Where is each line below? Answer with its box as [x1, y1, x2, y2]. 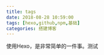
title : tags [6, 8, 36, 15]
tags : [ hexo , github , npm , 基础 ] [6, 20, 80, 26]
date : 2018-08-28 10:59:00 [6, 14, 74, 20]
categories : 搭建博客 [6, 25, 57, 32]
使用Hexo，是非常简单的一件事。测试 [6, 42, 98, 50]
